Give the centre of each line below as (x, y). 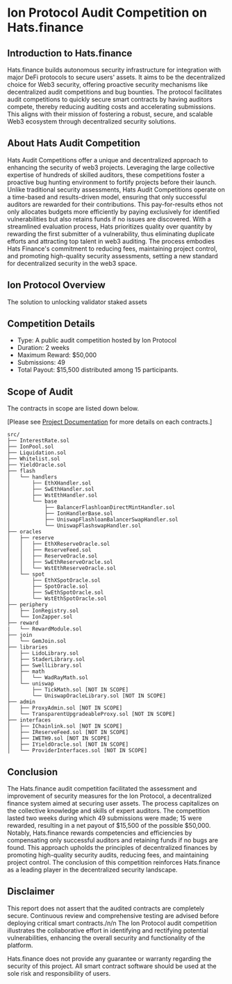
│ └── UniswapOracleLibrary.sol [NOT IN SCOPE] (87, 696)
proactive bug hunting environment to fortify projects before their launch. (112, 182)
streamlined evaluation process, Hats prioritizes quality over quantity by (110, 226)
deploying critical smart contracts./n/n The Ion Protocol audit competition (112, 923)
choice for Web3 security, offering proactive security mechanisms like (108, 84)
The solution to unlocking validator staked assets (77, 302)
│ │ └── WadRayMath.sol (48, 678)
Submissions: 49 (41, 362)
